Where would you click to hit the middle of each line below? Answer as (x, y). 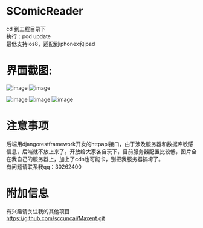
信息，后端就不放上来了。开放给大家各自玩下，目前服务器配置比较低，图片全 (101, 151)
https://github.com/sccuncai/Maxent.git (56, 218)
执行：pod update (29, 36)
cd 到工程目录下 (26, 29)
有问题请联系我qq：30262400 (44, 166)
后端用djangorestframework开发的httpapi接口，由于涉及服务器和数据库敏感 (100, 144)
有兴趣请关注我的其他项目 (38, 211)
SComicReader (45, 11)
